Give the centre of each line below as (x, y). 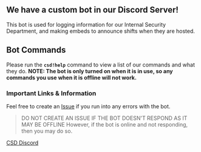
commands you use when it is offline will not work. (71, 78)
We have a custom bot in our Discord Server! (93, 10)
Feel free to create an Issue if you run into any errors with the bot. (88, 106)
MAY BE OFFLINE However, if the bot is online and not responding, (104, 124)
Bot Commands (36, 50)
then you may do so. (47, 131)
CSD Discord (22, 142)
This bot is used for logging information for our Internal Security (86, 24)
